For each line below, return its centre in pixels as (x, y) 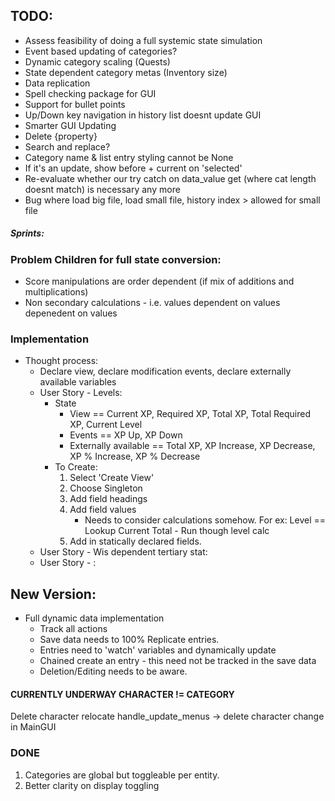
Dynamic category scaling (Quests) (97, 61)
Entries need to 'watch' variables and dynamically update (158, 650)
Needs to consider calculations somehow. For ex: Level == (205, 520)
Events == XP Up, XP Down (126, 435)
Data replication (57, 83)
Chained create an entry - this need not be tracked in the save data (178, 661)
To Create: (76, 467)
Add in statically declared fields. (135, 541)
